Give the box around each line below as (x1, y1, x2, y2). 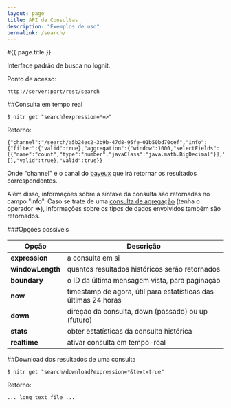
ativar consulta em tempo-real (67, 338, 166, 347)
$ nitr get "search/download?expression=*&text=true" (7, 369, 165, 376)
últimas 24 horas (67, 296, 122, 305)
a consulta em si (67, 253, 120, 263)
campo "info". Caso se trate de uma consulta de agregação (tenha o (7, 197, 201, 205)
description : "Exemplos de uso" (7, 23, 100, 30)
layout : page (7, 10, 45, 17)
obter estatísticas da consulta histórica (67, 327, 192, 336)
